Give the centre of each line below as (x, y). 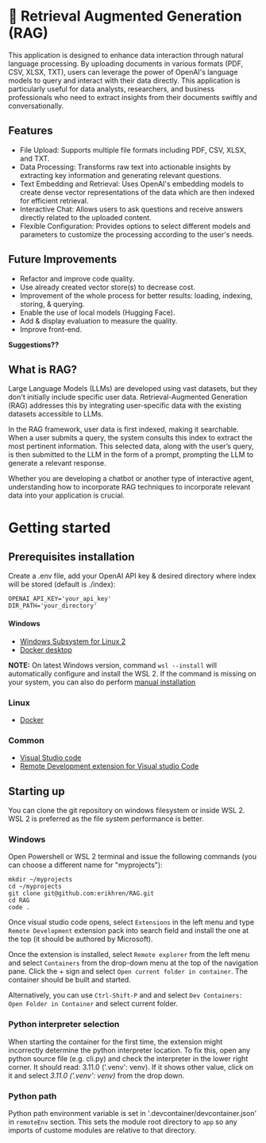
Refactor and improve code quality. (77, 278)
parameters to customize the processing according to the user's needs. (137, 234)
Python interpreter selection (64, 1025)
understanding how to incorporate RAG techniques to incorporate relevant (129, 487)
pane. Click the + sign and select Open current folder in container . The (128, 971)
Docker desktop (46, 649)
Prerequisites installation (71, 557)
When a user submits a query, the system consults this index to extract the (130, 438)
